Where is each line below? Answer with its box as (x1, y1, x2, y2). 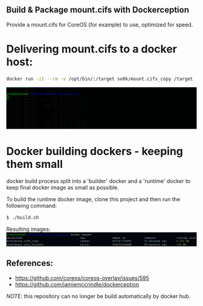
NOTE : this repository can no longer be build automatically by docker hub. (6, 292, 191, 299)
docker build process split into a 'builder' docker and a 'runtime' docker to (6, 177, 191, 184)
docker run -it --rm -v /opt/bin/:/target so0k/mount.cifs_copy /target (6, 76, 193, 82)
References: (6, 258, 53, 268)
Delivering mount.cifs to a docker (6, 42, 177, 56)
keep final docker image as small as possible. (6, 184, 120, 191)
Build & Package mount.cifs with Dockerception (6, 5, 189, 15)
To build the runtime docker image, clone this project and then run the (6, 195, 180, 202)
